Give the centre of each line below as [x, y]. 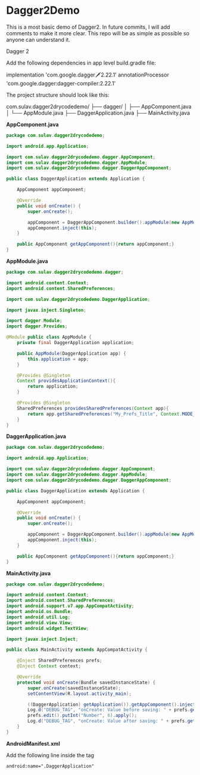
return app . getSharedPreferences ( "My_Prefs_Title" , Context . [105, 414]
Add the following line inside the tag [50, 755]
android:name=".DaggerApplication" [50, 766]
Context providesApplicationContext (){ [66, 381]
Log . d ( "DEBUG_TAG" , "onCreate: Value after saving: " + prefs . [107, 721]
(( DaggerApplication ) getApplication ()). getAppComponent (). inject [112, 704]
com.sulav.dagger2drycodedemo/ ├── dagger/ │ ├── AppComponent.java [99, 106]
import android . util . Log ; [38, 617]
